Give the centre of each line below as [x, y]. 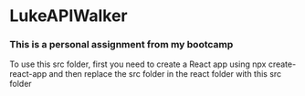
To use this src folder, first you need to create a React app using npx [138, 64]
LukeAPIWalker [68, 16]
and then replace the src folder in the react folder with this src [165, 74]
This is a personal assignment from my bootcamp [121, 45]
